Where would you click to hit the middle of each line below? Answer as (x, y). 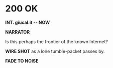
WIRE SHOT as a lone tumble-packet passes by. (55, 51)
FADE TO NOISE (22, 61)
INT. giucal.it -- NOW (28, 22)
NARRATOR (18, 32)
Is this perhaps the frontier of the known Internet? (56, 41)
